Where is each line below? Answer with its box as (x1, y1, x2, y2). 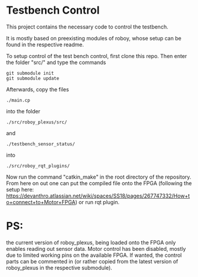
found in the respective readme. (6, 41, 84, 48)
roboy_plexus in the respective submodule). (6, 264, 112, 271)
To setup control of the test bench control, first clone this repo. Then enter (6, 52, 187, 59)
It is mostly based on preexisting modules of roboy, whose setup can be (6, 34, 181, 42)
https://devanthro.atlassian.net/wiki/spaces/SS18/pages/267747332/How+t (6, 192, 190, 199)
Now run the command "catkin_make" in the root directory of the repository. (6, 173, 191, 180)
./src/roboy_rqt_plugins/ (6, 163, 70, 169)
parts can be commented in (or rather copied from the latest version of (6, 257, 178, 265)
